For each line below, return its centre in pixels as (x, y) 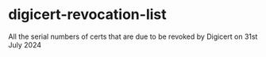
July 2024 (25, 44)
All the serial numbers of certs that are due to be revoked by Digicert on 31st (133, 36)
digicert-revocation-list (87, 15)
